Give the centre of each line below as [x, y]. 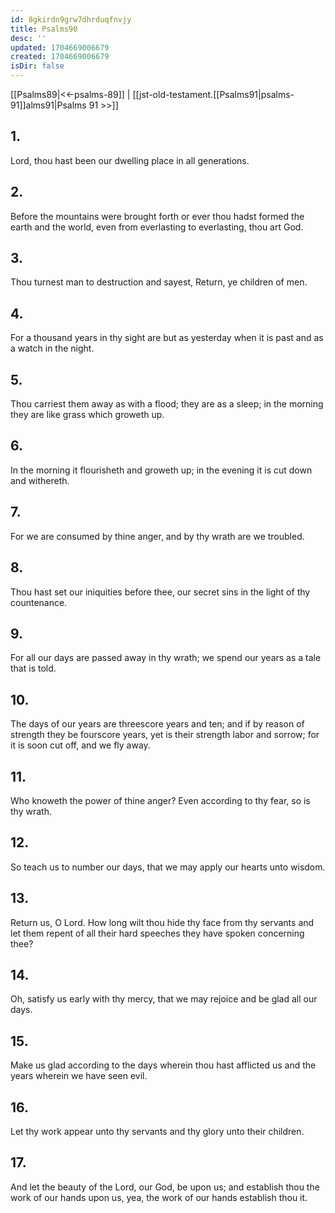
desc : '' [28, 38]
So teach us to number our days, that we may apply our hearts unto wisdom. [168, 867]
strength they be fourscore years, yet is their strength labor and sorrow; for [165, 735]
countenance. [39, 602]
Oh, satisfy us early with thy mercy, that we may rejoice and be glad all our [164, 999]
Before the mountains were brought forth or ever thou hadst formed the [157, 216]
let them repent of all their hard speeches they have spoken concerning [157, 933]
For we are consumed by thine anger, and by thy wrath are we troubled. [157, 536]
